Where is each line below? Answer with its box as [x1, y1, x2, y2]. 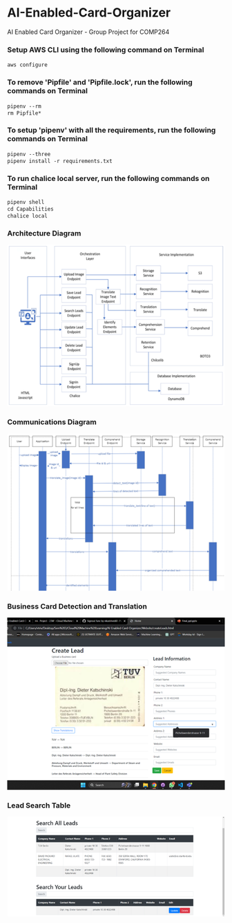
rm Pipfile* [7, 109, 41, 117]
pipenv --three [7, 151, 51, 158]
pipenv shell [7, 199, 45, 206]
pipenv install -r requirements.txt [7, 158, 113, 164]
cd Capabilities [7, 206, 54, 213]
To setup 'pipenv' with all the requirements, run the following [7, 126, 216, 135]
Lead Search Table [7, 800, 71, 810]
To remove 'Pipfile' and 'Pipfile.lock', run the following [7, 77, 193, 87]
